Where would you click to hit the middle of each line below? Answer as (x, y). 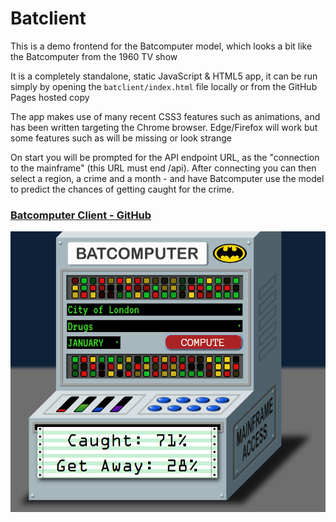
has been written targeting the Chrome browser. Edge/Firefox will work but (164, 127)
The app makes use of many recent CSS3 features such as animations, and (165, 116)
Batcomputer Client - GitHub (81, 215)
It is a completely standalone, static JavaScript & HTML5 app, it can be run (164, 76)
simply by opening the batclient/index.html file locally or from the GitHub (164, 86)
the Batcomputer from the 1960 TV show (94, 56)
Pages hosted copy (50, 97)
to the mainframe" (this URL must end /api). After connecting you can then (163, 168)
